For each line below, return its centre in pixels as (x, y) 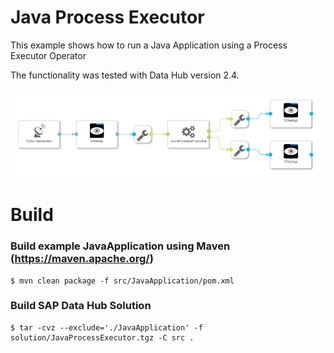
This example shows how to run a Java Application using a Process (149, 45)
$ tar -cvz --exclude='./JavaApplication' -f (106, 327)
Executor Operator (48, 55)
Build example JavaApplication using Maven (120, 246)
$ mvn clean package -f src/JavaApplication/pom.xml (122, 281)
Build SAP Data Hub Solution (81, 306)
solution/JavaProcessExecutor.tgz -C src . (102, 337)
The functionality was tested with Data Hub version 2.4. (125, 75)
